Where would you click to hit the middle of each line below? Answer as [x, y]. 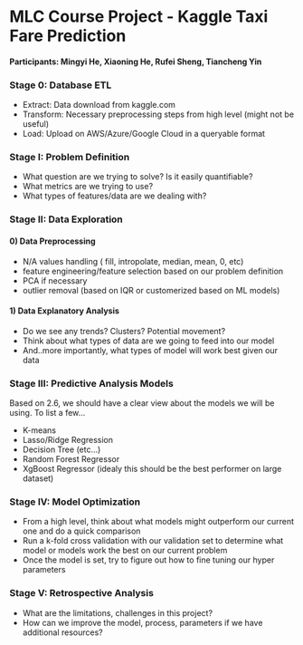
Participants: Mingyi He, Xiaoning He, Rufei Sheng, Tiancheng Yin [136, 62]
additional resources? [63, 632]
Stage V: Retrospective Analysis [81, 593]
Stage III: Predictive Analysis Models [91, 383]
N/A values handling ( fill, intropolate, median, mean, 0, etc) [133, 261]
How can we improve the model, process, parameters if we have [142, 622]
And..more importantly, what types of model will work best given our [150, 350]
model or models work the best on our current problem [125, 551]
